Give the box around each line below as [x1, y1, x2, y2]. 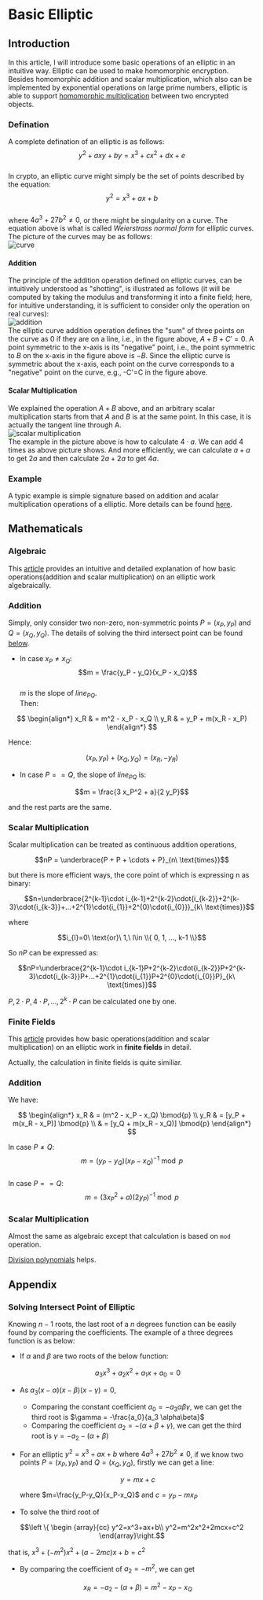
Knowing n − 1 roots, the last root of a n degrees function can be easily [8, 1320, 237, 1329]
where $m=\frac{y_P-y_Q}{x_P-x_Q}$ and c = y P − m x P [19, 1490, 198, 1502]
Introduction [8, 37, 71, 50]
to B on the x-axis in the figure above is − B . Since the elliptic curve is [8, 351, 231, 360]
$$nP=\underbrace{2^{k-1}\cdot [17, 963, 122, 973]
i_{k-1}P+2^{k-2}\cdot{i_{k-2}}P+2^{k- [123, 963, 246, 973]
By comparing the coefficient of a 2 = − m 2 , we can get [19, 1562, 195, 1576]
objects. [8, 100, 35, 109]
